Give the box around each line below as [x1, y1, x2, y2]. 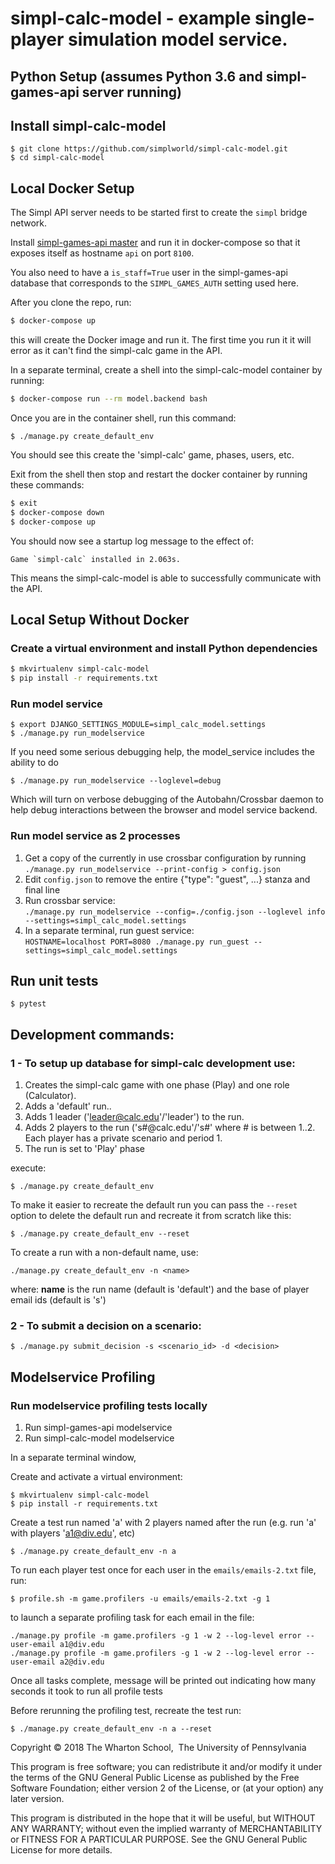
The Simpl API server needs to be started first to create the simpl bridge [10, 207, 308, 219]
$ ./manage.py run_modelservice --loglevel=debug [10, 776, 222, 786]
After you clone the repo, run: [10, 297, 132, 309]
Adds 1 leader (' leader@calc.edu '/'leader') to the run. [24, 1111, 245, 1123]
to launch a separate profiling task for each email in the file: [10, 1612, 255, 1624]
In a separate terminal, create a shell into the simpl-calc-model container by [10, 364, 323, 376]
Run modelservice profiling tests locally [10, 1398, 208, 1412]
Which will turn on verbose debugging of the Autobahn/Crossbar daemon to [10, 793, 324, 806]
